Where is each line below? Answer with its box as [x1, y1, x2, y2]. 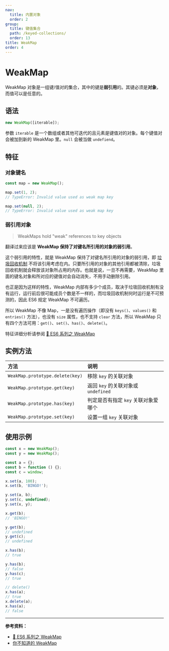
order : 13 [10, 36, 30, 41]
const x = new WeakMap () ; [5, 446, 59, 452]
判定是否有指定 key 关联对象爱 [87, 397, 158, 404]
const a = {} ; [5, 460, 35, 465]
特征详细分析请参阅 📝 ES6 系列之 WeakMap [5, 330, 96, 336]
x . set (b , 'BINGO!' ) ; [5, 483, 49, 488]
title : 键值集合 [10, 26, 41, 31]
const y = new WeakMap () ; [5, 451, 59, 456]
